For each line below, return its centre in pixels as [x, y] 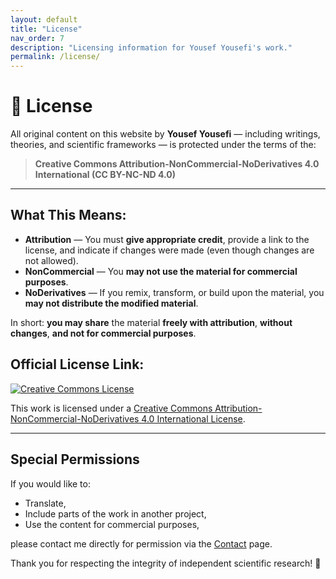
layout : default [44, 19]
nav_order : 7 [37, 38]
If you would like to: [50, 483]
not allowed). [51, 260]
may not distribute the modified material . [111, 303]
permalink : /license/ [55, 57]
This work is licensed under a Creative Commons [111, 408]
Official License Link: [77, 364]
